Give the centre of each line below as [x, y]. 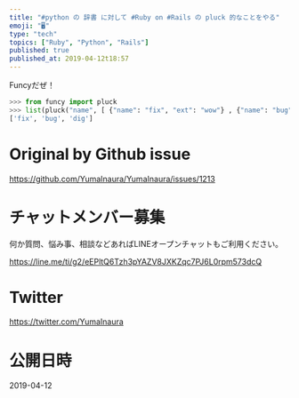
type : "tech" [33, 34]
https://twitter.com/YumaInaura [67, 322]
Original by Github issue [100, 154]
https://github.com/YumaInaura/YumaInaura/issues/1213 [112, 179]
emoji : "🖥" [30, 26]
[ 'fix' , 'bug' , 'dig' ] [51, 118]
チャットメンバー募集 [87, 217]
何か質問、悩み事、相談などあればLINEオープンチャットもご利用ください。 [146, 243]
